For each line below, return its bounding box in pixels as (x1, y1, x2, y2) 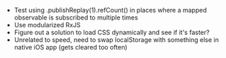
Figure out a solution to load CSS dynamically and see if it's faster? (13, 28, 210, 36)
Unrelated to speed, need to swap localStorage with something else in (13, 36, 220, 44)
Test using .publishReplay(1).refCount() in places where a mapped (13, 6, 207, 14)
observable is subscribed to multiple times (13, 13, 138, 22)
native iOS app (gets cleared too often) (13, 43, 128, 51)
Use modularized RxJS (13, 21, 81, 29)
